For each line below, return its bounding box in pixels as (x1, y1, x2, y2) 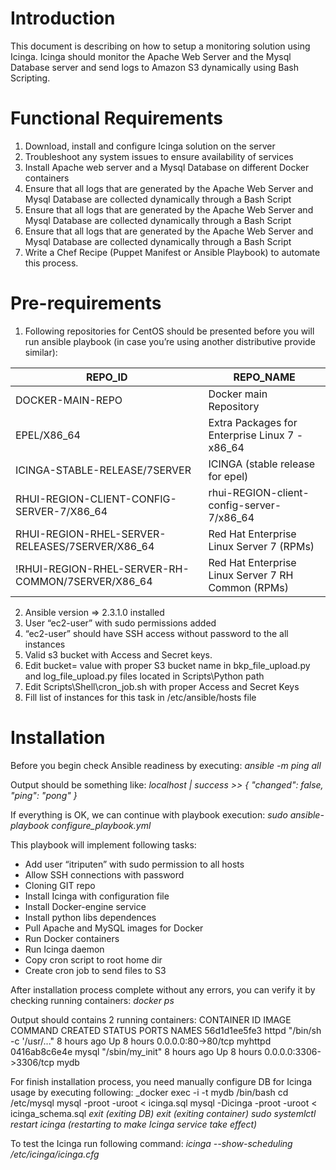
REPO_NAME (233, 370, 296, 384)
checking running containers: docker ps (10, 994, 175, 1006)
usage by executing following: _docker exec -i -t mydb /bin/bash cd (10, 1086, 289, 1098)
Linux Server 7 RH (208, 568, 294, 582)
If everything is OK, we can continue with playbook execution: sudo (10, 808, 288, 821)
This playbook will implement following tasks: (10, 838, 197, 851)
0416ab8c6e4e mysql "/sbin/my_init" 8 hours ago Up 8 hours (10, 1045, 263, 1057)
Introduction (10, 7, 116, 30)
